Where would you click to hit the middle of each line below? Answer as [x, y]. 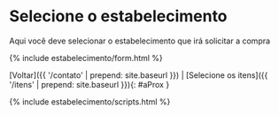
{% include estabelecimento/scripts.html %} [90, 101]
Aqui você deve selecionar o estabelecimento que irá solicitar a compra [140, 41]
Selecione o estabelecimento [118, 16]
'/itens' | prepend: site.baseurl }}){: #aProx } [89, 84]
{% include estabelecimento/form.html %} [86, 58]
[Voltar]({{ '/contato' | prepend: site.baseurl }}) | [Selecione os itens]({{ [139, 75]
